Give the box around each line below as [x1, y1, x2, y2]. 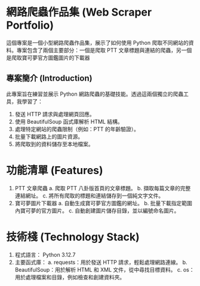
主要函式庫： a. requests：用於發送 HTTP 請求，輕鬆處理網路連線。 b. [14, 258, 187, 266]
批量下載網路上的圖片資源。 [14, 133, 84, 140]
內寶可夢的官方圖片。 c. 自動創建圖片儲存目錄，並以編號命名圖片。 [14, 207, 180, 214]
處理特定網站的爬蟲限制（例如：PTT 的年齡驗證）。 [14, 125, 139, 132]
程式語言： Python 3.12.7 [14, 251, 76, 258]
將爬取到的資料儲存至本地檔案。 [14, 140, 94, 147]
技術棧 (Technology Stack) [6, 230, 140, 244]
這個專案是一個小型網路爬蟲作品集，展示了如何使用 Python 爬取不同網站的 [6, 39, 189, 46]
